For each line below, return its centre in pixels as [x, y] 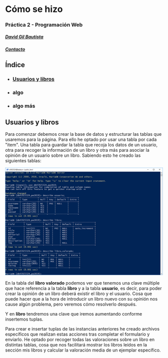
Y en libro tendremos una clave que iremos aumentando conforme [74, 314]
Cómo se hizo [34, 9]
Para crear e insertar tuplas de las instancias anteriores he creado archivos [82, 329]
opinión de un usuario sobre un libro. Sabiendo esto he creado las [73, 155]
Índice [15, 65]
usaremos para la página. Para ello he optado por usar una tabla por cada [81, 140]
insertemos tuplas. [24, 319]
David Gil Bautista [24, 36]
